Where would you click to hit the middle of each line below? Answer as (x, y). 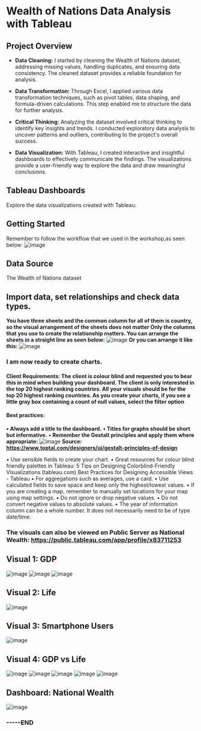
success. (26, 141)
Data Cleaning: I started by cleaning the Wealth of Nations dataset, (98, 60)
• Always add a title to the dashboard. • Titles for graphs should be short (98, 429)
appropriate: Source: (44, 441)
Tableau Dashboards (46, 191)
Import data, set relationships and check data (93, 297)
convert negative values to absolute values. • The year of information (92, 504)
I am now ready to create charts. (54, 362)
